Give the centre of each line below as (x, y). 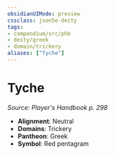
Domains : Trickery (44, 128)
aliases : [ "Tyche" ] (36, 54)
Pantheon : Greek (43, 136)
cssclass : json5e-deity (42, 20)
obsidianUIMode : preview (44, 14)
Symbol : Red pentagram (53, 143)
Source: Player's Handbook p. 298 (57, 107)
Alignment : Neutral (46, 121)
